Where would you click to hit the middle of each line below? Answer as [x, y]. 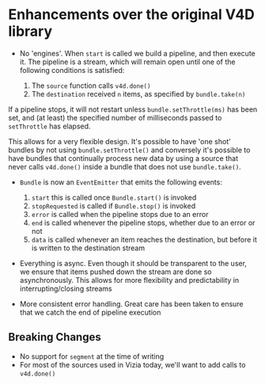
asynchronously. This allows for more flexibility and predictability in [129, 280]
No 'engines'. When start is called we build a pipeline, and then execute [137, 53]
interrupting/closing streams [66, 288]
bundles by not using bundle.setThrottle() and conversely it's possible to [129, 150]
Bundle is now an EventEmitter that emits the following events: [121, 182]
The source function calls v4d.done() [91, 86]
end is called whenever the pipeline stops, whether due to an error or [143, 223]
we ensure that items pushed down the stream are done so [115, 272]
